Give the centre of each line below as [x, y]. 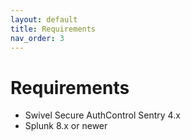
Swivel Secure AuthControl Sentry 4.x [102, 115]
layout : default [44, 19]
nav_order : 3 [37, 38]
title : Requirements [53, 29]
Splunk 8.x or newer [66, 126]
